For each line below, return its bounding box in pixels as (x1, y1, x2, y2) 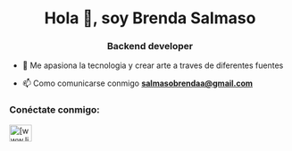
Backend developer (106, 40, 194, 53)
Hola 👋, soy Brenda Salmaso (44, 8, 256, 29)
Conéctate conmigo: (9, 104, 100, 116)
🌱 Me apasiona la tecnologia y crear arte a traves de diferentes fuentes (21, 60, 284, 71)
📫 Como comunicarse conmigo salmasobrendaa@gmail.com (21, 78, 253, 88)
